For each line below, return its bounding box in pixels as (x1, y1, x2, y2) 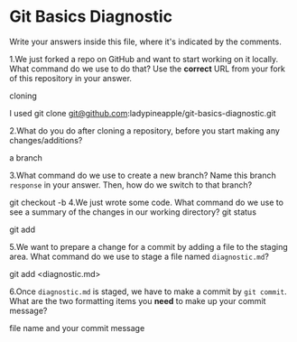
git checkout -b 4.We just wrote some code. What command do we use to (9, 197, 284, 208)
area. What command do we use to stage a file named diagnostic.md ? (9, 251, 269, 262)
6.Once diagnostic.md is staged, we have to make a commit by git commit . (9, 286, 287, 297)
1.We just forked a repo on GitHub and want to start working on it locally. (9, 53, 279, 64)
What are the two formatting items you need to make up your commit (9, 295, 266, 306)
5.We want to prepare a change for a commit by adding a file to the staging (9, 241, 289, 252)
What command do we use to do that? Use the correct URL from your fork (9, 63, 286, 74)
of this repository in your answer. (9, 72, 133, 83)
